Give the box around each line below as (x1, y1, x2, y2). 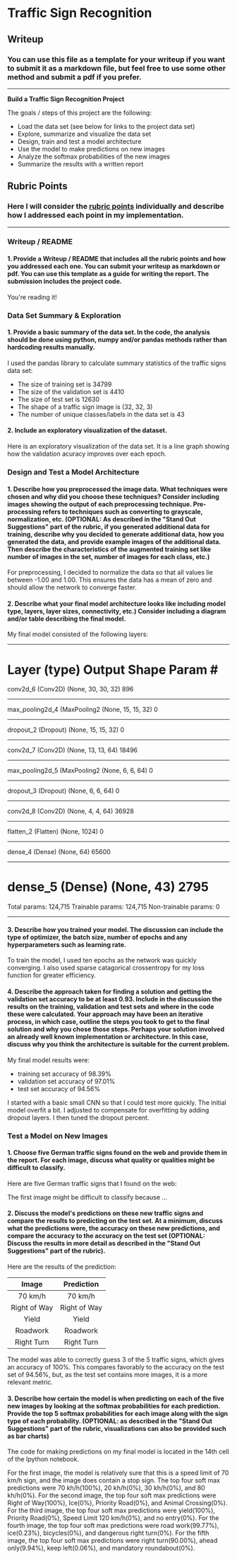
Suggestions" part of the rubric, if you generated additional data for (7, 522, 210, 531)
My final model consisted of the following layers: (7, 630, 148, 638)
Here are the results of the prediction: (7, 1262, 116, 1271)
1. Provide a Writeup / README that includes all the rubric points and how (7, 255, 226, 263)
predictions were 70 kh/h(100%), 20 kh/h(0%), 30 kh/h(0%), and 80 (7, 1484, 206, 1492)
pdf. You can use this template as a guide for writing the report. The (7, 270, 209, 278)
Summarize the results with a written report (17, 159, 144, 168)
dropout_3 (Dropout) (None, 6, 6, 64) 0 (7, 787, 120, 795)
